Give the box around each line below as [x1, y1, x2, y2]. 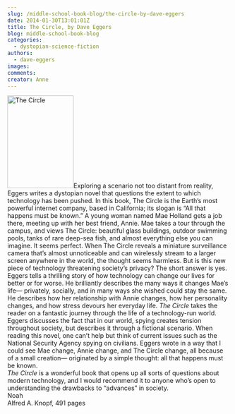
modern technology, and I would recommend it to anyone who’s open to [7, 377, 217, 385]
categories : [7, 37, 42, 44]
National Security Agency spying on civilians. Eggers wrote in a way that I [7, 339, 221, 348]
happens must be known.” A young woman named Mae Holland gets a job [7, 212, 222, 220]
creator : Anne [7, 75, 49, 83]
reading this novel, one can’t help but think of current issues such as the [7, 331, 217, 340]
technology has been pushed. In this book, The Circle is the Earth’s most [7, 197, 218, 205]
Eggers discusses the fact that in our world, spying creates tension [7, 317, 202, 325]
